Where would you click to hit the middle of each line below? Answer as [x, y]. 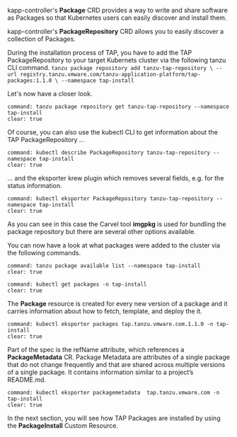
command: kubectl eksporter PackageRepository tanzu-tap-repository [110, 199]
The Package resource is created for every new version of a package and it [117, 304]
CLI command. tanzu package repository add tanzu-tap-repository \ [110, 68]
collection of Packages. [41, 39]
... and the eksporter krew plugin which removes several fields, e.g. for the [116, 178]
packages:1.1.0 [30, 81]
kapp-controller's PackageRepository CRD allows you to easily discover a [116, 31]
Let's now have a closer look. [50, 94]
